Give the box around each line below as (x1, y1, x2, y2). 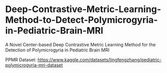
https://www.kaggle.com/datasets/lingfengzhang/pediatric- (37, 56, 162, 62)
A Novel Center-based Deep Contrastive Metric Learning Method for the (5, 41, 156, 47)
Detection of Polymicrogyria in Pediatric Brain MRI (5, 47, 110, 53)
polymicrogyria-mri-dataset (5, 62, 63, 68)
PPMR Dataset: (5, 56, 37, 62)
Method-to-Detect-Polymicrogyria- (5, 14, 158, 26)
